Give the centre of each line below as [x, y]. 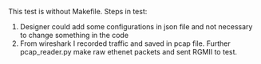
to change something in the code [74, 35]
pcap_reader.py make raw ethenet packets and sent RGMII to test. [129, 52]
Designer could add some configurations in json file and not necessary [136, 26]
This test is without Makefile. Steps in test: [78, 11]
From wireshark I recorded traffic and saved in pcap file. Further [125, 43]
